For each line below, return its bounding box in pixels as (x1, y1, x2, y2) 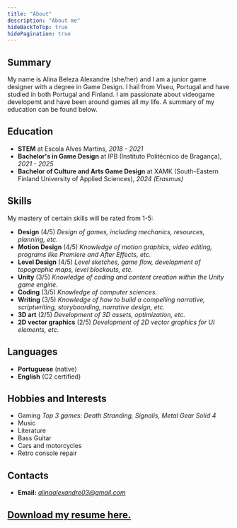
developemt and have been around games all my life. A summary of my (7, 98, 214, 106)
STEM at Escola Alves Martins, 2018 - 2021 (17, 144, 144, 153)
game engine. (17, 280, 58, 289)
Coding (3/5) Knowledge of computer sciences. (17, 287, 158, 296)
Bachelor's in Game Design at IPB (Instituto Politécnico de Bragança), (17, 151, 222, 160)
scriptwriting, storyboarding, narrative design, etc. (17, 302, 165, 311)
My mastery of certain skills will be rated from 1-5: (7, 214, 154, 222)
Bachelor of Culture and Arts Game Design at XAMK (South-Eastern (17, 167, 219, 176)
